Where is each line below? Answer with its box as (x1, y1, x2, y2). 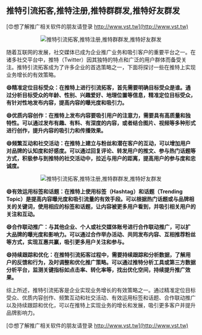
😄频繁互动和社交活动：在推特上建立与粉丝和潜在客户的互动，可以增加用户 (6, 139, 191, 146)
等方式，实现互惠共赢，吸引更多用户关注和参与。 (6, 238, 127, 245)
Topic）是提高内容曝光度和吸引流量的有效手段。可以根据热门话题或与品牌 (6, 195, 189, 202)
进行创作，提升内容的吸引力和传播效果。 (6, 127, 106, 134)
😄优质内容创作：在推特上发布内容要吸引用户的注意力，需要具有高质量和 (6, 111, 186, 119)
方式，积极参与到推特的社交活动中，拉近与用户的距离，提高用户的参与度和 (6, 154, 191, 161)
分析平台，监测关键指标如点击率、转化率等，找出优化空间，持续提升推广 (6, 266, 185, 273)
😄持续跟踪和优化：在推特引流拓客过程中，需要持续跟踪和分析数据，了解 (6, 251, 186, 258)
